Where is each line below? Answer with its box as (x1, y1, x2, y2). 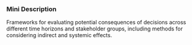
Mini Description (6, 5, 57, 13)
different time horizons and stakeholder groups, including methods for (6, 25, 183, 32)
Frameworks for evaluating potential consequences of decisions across (6, 19, 186, 26)
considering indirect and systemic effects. (6, 32, 113, 39)
